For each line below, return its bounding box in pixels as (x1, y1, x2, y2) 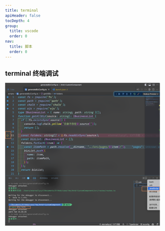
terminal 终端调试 (5, 69, 59, 78)
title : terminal (5, 8, 38, 13)
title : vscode (9, 28, 38, 34)
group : (5, 24, 19, 28)
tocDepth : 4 (5, 18, 29, 23)
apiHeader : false (5, 13, 41, 18)
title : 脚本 (9, 44, 33, 49)
